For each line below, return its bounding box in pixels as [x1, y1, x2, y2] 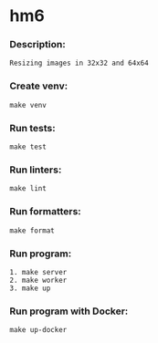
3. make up [9, 284, 51, 293]
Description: [9, 38, 66, 51]
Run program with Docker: [9, 305, 129, 317]
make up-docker [9, 326, 68, 335]
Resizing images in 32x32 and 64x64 [9, 58, 149, 68]
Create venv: [9, 79, 68, 92]
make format [9, 225, 55, 235]
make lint [9, 184, 47, 193]
